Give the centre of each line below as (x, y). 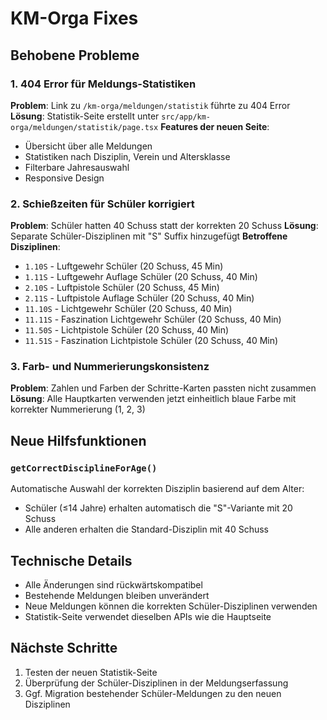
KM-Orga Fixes (74, 18)
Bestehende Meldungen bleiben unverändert (117, 595)
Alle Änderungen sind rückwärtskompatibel (113, 584)
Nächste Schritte (64, 648)
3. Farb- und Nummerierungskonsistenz (110, 367)
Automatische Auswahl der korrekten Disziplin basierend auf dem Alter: (157, 489)
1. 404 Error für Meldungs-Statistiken (103, 84)
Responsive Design (64, 178)
